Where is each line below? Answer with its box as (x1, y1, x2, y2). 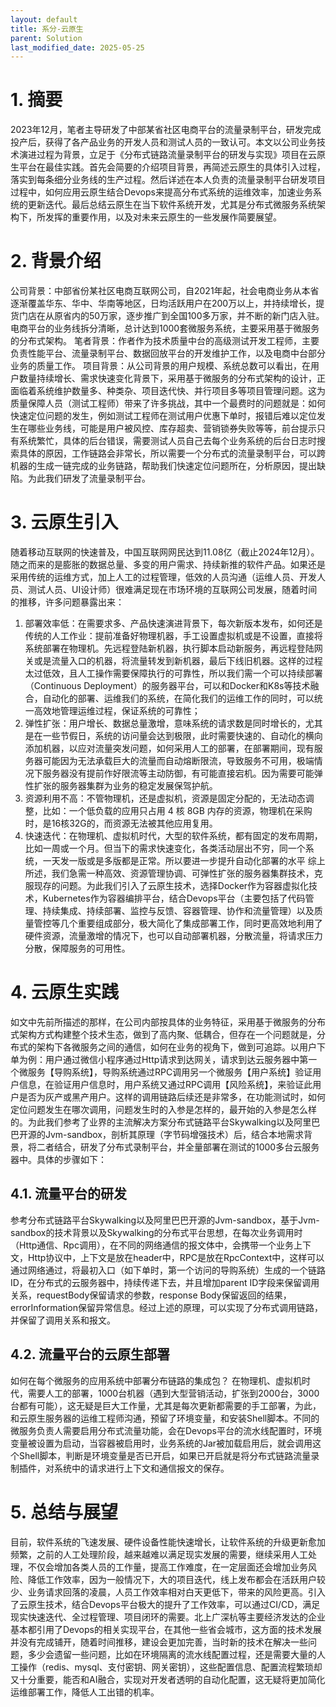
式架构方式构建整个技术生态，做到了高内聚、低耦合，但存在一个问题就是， (10, 1029, 317, 1040)
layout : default (10, 14, 78, 25)
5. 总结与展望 (10, 1501, 118, 1523)
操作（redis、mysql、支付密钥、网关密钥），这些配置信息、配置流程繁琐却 (18, 1661, 323, 1673)
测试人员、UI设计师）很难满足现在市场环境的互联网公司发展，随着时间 (27, 584, 318, 596)
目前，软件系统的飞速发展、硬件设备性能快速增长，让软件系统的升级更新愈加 (10, 1536, 326, 1548)
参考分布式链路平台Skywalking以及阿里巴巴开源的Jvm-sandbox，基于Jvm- (10, 1214, 320, 1226)
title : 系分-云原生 (10, 24, 84, 34)
